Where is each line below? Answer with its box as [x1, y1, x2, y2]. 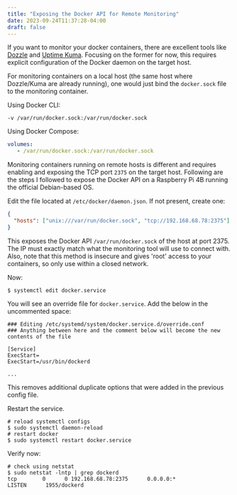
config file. [7, 390, 39, 399]
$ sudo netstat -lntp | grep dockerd [7, 469, 119, 477]
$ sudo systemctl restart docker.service [7, 437, 132, 444]
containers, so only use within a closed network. [7, 259, 149, 267]
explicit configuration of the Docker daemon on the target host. [7, 58, 192, 67]
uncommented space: [7, 307, 72, 315]
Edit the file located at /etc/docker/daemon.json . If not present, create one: [7, 197, 226, 206]
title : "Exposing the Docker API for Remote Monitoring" [7, 10, 180, 18]
